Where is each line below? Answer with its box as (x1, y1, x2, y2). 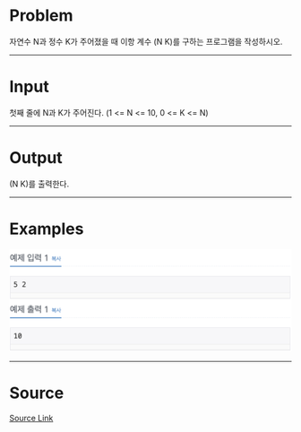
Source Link (9, 412, 54, 423)
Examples (9, 219, 84, 238)
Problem (9, 5, 73, 26)
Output (9, 148, 63, 168)
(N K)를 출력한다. (9, 178, 70, 189)
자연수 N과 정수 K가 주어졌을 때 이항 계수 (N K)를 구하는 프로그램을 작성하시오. (9, 36, 283, 47)
